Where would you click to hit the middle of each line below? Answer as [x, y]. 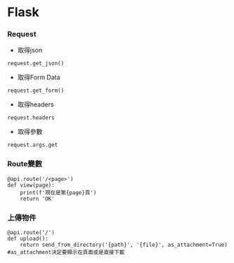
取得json [30, 50]
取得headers [35, 104]
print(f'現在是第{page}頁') [58, 193]
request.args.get [33, 145]
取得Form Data [39, 77]
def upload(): [28, 239]
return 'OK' [37, 198]
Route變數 [25, 164]
